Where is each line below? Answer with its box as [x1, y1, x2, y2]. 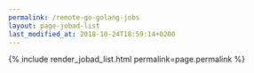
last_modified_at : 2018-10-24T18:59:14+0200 [8, 29, 176, 38]
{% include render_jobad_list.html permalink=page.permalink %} [8, 54, 246, 65]
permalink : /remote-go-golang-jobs [8, 12, 140, 22]
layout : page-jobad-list [8, 21, 100, 30]
